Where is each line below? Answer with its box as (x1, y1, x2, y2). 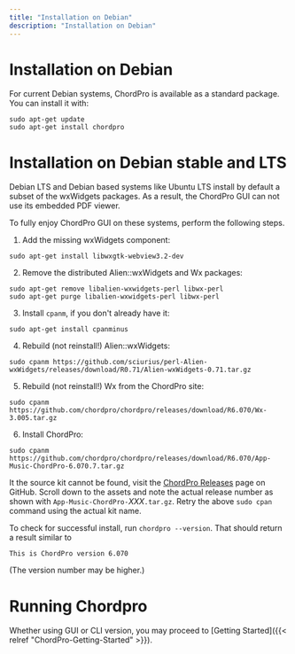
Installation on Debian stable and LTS (9, 152, 287, 173)
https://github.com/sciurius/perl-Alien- (52, 358, 208, 367)
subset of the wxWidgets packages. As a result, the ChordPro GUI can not (9, 191, 280, 202)
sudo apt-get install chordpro (9, 123, 125, 132)
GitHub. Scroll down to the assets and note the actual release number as (9, 487, 274, 497)
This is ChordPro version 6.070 (9, 549, 128, 558)
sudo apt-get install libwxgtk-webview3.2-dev (9, 252, 184, 261)
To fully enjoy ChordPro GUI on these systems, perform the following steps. (9, 218, 285, 229)
